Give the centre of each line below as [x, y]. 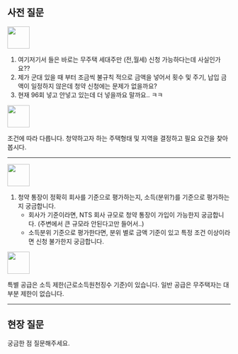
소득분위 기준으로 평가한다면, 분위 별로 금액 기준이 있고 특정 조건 [117, 232]
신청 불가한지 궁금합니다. [70, 241]
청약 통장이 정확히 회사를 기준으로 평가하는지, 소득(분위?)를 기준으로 [111, 197]
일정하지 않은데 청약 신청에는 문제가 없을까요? [94, 86]
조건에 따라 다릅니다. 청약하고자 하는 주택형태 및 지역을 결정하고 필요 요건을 [111, 138]
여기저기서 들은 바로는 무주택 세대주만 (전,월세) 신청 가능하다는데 [107, 59]
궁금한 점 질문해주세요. [39, 343]
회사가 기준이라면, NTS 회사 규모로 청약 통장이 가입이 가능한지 [114, 215]
